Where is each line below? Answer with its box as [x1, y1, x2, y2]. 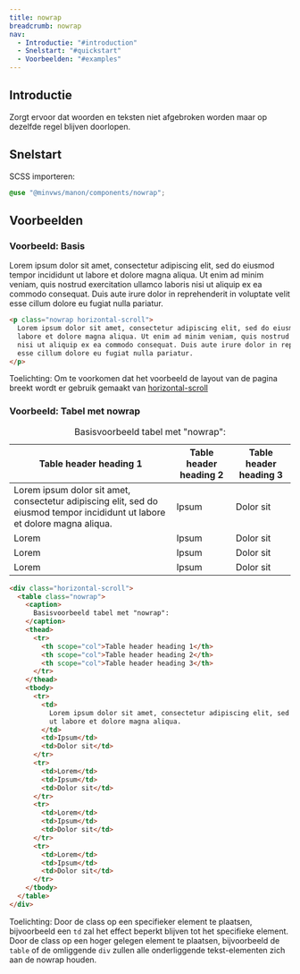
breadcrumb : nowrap [9, 21, 82, 30]
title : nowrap [9, 13, 62, 22]
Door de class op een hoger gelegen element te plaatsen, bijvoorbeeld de [9, 935, 280, 945]
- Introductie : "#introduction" [17, 38, 138, 47]
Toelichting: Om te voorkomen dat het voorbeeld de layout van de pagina [9, 373, 279, 384]
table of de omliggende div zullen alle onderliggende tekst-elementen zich [9, 944, 286, 955]
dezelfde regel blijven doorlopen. [9, 121, 131, 132]
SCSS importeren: [9, 171, 76, 182]
